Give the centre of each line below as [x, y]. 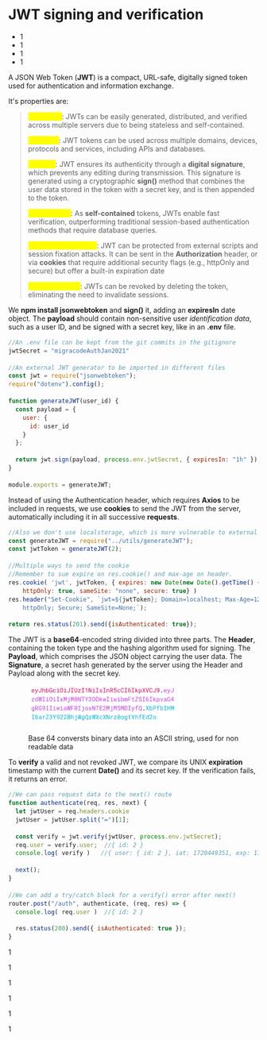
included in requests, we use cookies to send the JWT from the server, [124, 508]
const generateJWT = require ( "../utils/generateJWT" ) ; [101, 541]
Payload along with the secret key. [64, 673]
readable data [51, 747]
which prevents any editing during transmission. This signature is [134, 172]
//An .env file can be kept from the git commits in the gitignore [122, 342]
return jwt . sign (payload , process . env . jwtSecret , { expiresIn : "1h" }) [137, 460]
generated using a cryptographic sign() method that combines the [136, 181]
